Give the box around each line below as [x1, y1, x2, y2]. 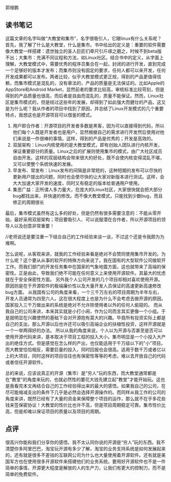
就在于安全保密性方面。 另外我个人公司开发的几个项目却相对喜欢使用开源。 [5, 276, 163, 282]
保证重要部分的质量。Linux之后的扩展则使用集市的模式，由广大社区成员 [12, 148, 163, 154]
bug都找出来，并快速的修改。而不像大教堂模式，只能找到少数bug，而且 [12, 193, 163, 199]
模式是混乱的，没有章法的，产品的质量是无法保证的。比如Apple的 [27, 80, 165, 86]
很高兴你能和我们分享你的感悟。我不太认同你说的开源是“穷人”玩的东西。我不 [5, 439, 165, 445]
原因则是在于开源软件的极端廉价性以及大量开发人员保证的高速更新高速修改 [5, 283, 161, 289]
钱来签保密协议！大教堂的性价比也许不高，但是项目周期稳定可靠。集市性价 [5, 402, 161, 408]
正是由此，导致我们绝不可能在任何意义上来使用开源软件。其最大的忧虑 [18, 270, 166, 276]
